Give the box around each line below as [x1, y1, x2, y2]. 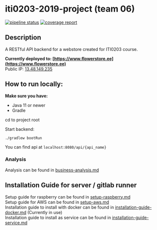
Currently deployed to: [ [5, 56, 55, 61]
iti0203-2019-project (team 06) [5, 3, 135, 15]
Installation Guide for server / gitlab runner [5, 181, 137, 189]
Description [5, 33, 41, 42]
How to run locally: [5, 80, 63, 88]
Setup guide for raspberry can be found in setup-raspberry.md [5, 194, 131, 199]
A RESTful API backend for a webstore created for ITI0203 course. [5, 46, 138, 52]
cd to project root [5, 117, 40, 123]
